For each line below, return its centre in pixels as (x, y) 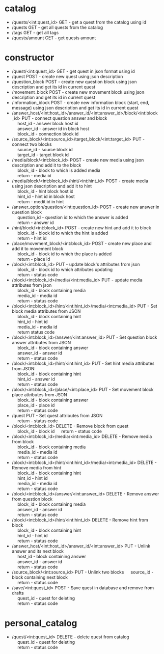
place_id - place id (36, 405)
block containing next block (40, 577)
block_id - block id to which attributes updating (65, 269)
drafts (18, 593)
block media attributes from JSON (46, 311)
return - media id (35, 175)
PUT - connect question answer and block (64, 118)
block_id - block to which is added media (59, 170)
